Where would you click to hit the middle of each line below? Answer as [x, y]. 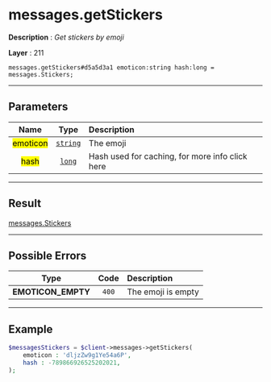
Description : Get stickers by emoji [67, 37]
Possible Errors [48, 255]
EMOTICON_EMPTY [51, 292]
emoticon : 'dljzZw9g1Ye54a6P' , [77, 355]
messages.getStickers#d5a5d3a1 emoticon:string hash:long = [112, 67]
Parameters [38, 107]
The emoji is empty [163, 292]
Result [25, 203]
